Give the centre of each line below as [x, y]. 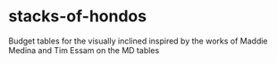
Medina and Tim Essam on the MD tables [84, 50]
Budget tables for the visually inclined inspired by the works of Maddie [138, 41]
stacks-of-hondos [78, 16]
